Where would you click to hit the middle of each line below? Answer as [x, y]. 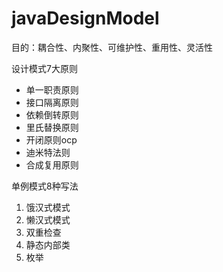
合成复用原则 [52, 164]
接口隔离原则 [52, 102]
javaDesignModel [85, 18]
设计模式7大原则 [44, 68]
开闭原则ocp [51, 139]
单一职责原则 [52, 89]
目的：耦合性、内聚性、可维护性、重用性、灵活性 [112, 47]
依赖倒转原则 [52, 114]
